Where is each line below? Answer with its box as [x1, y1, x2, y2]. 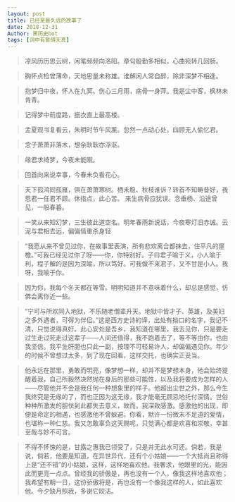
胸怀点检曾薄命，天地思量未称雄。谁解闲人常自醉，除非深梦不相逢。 [24, 72, 222, 80]
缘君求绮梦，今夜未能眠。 [24, 156, 99, 164]
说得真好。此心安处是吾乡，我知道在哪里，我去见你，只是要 [49, 325, 222, 333]
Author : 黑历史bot [7, 30, 58, 37]
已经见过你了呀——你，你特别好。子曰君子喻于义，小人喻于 [49, 251, 222, 259]
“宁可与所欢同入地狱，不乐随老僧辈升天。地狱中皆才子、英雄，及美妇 [24, 307, 225, 316]
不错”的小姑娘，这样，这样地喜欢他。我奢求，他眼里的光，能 [45, 460, 222, 469]
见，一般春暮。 [24, 203, 68, 212]
